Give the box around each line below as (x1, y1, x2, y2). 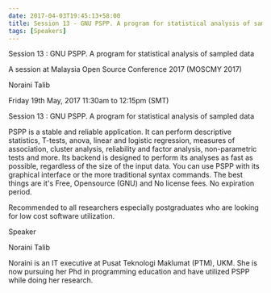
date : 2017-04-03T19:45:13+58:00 (8, 11, 121, 20)
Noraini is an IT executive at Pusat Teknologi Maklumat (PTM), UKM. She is (8, 258, 258, 268)
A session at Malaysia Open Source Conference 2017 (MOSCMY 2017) (8, 65, 242, 74)
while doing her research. (8, 275, 94, 285)
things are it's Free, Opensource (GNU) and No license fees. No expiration (8, 178, 255, 188)
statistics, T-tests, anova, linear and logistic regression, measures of (8, 136, 236, 145)
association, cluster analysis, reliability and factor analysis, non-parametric (8, 144, 257, 154)
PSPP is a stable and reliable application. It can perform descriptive (8, 127, 232, 137)
